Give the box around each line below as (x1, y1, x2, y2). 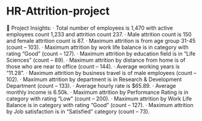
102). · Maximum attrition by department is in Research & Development (6, 76, 182, 83)
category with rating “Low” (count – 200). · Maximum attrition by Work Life (6, 95, 192, 102)
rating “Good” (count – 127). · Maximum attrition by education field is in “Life (6, 50, 196, 57)
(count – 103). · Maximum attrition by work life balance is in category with (6, 44, 189, 51)
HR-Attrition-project (6, 4, 110, 18)
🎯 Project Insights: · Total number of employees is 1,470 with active (6, 24, 174, 31)
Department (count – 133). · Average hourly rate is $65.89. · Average (6, 82, 177, 89)
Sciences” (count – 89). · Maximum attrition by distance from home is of (6, 56, 186, 64)
